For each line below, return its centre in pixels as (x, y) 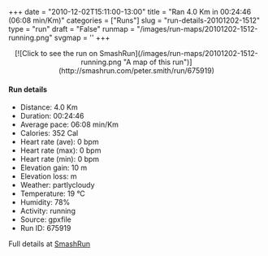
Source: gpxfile (45, 219)
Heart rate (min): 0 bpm (60, 159)
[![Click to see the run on (56, 53)
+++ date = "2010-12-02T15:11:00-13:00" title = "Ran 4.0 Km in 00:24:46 (130, 12)
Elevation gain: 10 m (54, 168)
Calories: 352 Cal (49, 133)
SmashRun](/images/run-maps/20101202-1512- (179, 53)
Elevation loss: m (48, 176)
